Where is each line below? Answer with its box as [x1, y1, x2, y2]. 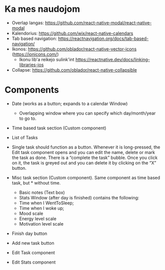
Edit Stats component [11, 259, 56, 265]
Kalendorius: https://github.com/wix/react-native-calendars [11, 30, 133, 36]
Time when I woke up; [19, 205, 65, 211]
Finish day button [11, 231, 47, 236]
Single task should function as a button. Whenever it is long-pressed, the [11, 144, 161, 150]
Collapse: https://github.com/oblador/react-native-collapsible [11, 67, 137, 73]
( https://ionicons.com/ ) [11, 51, 59, 57]
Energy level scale [19, 216, 57, 222]
